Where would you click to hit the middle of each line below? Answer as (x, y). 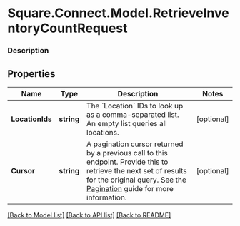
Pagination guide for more (130, 188)
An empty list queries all (127, 123)
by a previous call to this (127, 153)
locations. (103, 132)
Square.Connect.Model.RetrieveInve (119, 13)
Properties (31, 74)
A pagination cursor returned (135, 144)
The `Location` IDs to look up (135, 106)
